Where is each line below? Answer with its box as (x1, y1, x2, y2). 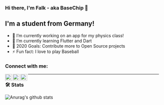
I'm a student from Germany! (5, 20, 95, 28)
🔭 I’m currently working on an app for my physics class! (12, 32, 124, 38)
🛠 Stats (5, 81, 24, 88)
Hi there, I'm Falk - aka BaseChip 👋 (5, 4, 88, 11)
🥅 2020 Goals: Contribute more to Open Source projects (12, 43, 125, 49)
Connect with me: (5, 62, 48, 69)
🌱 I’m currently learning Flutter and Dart (12, 38, 92, 44)
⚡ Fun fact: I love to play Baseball (12, 49, 79, 54)
